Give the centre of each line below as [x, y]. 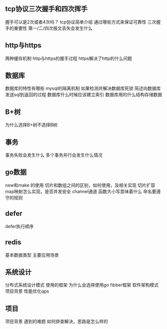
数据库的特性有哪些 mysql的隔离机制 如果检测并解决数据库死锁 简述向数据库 [83, 88]
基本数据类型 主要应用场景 [32, 255]
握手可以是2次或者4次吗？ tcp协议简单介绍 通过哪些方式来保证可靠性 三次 [81, 22]
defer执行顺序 [19, 226]
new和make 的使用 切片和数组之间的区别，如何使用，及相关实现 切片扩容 [80, 185]
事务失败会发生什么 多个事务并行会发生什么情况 [54, 155]
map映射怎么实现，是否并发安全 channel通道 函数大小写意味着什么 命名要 [81, 191]
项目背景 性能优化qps [27, 291]
